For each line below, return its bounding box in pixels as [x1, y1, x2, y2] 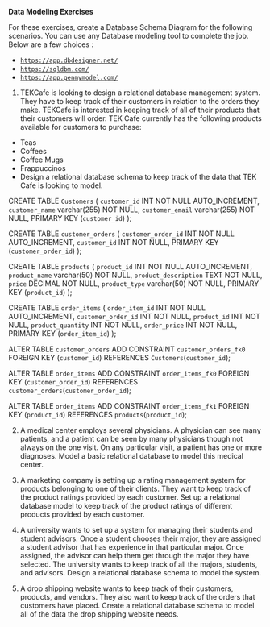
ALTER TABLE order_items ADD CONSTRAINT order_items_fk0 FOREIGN [8, 368, 250, 378]
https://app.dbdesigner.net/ [19, 56, 118, 64]
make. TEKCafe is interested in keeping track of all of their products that [19, 105, 260, 114]
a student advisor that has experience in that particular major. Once [19, 542, 244, 551]
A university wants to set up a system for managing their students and [19, 525, 253, 534]
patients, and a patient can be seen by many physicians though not [19, 434, 243, 443]
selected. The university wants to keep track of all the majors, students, [19, 559, 258, 569]
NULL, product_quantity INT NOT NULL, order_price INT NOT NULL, [8, 320, 238, 330]
